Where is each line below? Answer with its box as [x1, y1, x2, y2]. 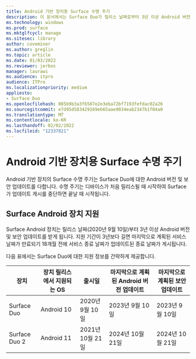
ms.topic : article [6, 52, 51, 58]
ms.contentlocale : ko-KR [6, 118, 66, 123]
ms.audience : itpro [6, 74, 54, 80]
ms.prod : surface [6, 25, 48, 31]
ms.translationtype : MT [6, 112, 64, 118]
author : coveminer [6, 42, 51, 47]
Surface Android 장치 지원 [6, 209, 99, 219]
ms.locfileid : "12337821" [6, 128, 69, 134]
